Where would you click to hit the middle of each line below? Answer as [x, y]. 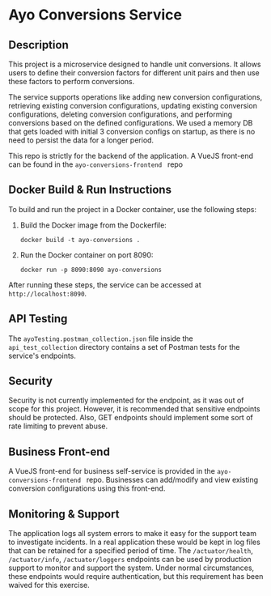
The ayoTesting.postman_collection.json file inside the [101, 338]
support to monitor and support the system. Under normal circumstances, [131, 568]
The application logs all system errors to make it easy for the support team [133, 534]
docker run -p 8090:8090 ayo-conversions [91, 270]
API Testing [38, 319]
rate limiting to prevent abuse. [58, 426]
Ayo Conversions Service [95, 15]
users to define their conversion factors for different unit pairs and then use [134, 73]
